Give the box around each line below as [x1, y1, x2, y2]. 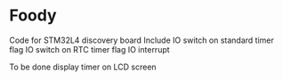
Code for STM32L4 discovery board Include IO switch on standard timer [9, 35, 274, 45]
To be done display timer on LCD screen [9, 61, 158, 72]
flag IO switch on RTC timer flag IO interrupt [9, 44, 171, 54]
